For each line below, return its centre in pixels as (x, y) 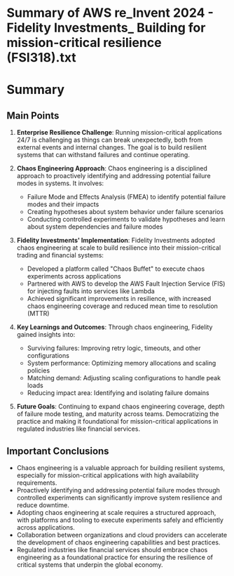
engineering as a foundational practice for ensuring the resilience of (115, 557)
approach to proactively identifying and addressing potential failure (113, 176)
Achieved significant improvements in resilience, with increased (119, 299)
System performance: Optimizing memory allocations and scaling (122, 363)
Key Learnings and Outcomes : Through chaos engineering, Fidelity (115, 327)
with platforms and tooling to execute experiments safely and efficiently (120, 520)
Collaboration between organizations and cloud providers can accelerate (122, 535)
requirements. (37, 483)
